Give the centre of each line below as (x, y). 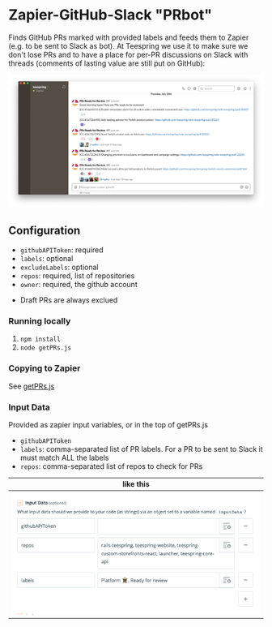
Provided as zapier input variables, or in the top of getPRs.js (108, 424)
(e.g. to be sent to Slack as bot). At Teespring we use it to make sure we (128, 45)
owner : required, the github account (79, 285)
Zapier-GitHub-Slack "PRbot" (110, 15)
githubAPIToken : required (62, 250)
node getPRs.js (46, 348)
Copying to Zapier (45, 368)
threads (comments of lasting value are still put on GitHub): (107, 63)
